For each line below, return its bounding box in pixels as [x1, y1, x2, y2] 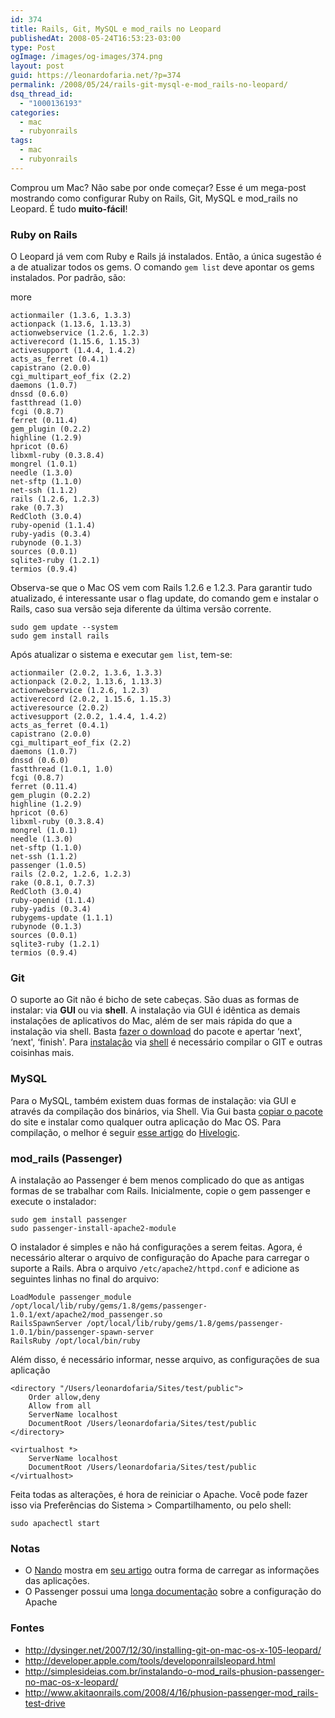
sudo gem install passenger [10, 1214, 128, 1225]
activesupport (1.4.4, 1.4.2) [10, 346, 137, 356]
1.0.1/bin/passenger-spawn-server [10, 1327, 155, 1337]
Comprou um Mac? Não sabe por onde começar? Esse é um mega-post [10, 181, 307, 193]
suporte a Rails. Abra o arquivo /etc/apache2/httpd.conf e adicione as [10, 1262, 300, 1274]
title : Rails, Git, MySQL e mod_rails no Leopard [10, 24, 222, 34]
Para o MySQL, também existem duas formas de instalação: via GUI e [10, 1094, 297, 1106]
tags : [10, 136, 33, 146]
